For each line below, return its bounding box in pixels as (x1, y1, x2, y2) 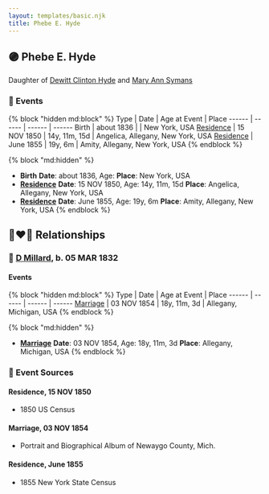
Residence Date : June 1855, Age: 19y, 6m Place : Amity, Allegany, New (19, 196, 255, 206)
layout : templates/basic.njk (8, 11, 106, 20)
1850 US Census (19, 405, 75, 414)
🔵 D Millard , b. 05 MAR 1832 (8, 252, 119, 263)
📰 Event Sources (8, 367, 74, 378)
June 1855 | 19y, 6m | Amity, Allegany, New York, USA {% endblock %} (8, 139, 243, 149)
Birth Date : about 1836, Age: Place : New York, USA (19, 171, 190, 180)
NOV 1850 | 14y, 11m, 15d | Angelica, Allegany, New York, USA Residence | (8, 130, 254, 141)
